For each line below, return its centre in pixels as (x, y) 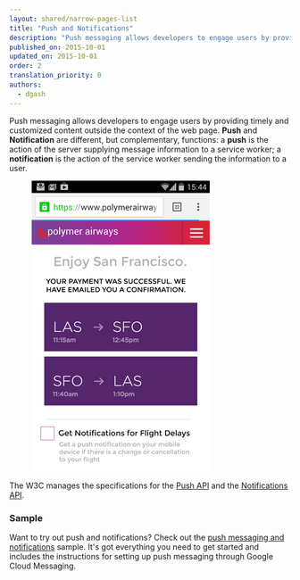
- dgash (32, 94)
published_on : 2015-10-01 (57, 47)
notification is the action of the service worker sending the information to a (148, 158)
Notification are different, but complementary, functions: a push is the (139, 139)
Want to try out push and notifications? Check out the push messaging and (147, 537)
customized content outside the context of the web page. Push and (133, 130)
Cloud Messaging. (43, 566)
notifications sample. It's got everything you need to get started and (134, 547)
